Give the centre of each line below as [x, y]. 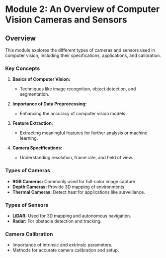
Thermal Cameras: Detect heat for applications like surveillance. [79, 192]
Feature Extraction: [33, 123]
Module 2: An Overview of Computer [83, 9]
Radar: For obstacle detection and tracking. [57, 221]
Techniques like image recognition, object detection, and [78, 89]
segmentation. [35, 94]
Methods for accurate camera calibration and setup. [66, 250]
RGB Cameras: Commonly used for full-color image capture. [74, 181]
